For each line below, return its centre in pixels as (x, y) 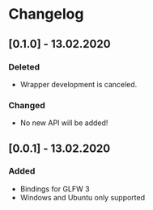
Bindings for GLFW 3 (55, 189)
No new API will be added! (64, 123)
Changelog (46, 14)
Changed (27, 105)
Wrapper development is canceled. (79, 84)
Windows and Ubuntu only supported (83, 197)
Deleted (24, 67)
